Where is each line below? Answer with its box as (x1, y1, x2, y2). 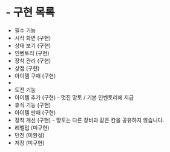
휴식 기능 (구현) (14, 101, 51, 108)
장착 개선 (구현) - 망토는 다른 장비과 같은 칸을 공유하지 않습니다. (14, 116, 165, 124)
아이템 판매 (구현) (14, 108, 56, 116)
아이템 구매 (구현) (14, 72, 56, 79)
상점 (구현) (14, 64, 40, 71)
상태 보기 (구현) (14, 42, 51, 49)
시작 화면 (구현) (14, 34, 51, 41)
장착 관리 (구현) (14, 57, 51, 64)
